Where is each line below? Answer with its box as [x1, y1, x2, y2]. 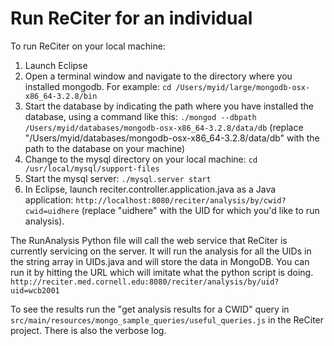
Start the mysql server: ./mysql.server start [24, 172, 212, 184]
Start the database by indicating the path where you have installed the [24, 100, 314, 112]
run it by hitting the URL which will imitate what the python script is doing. [10, 266, 314, 278]
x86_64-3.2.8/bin [24, 91, 98, 101]
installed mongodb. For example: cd [24, 80, 172, 92]
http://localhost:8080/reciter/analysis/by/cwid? [75, 195, 287, 206]
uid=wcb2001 [10, 285, 60, 296]
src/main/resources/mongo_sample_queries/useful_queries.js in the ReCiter [10, 313, 325, 326]
